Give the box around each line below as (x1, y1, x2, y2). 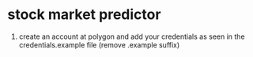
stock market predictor (7, 6, 161, 24)
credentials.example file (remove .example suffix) (18, 40, 180, 49)
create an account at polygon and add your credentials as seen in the (18, 32, 246, 41)
